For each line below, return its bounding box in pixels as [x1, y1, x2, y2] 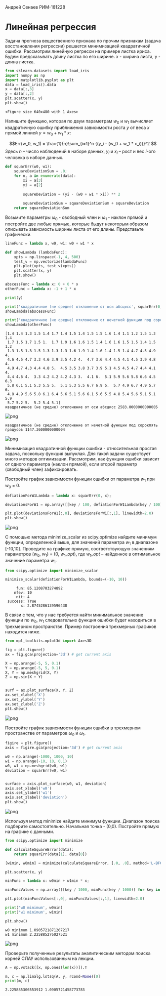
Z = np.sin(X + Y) [5, 674, 43, 680]
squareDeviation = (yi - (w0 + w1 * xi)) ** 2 [23, 192, 121, 197]
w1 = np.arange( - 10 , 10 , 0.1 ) [5, 759, 68, 764]
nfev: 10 [14, 590, 32, 595]
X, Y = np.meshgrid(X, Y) [5, 670, 58, 675]
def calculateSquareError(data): [5, 847, 74, 852]
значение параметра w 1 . [5, 557, 57, 565]
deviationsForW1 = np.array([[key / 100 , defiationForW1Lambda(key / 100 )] [5, 502, 165, 507]
